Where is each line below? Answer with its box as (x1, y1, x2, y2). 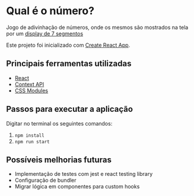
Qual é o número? (6, 4, 95, 18)
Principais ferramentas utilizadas (6, 59, 132, 69)
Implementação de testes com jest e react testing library (14, 171, 153, 178)
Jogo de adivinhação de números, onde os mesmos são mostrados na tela (6, 24, 189, 31)
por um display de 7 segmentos (6, 30, 84, 37)
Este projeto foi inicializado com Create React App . (6, 41, 131, 49)
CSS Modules (14, 87, 49, 94)
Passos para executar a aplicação (6, 104, 133, 114)
